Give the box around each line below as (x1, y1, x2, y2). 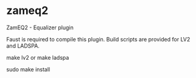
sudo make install (6, 65, 51, 73)
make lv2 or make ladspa (6, 54, 69, 61)
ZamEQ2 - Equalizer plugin (6, 24, 74, 31)
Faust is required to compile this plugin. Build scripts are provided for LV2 (6, 35, 191, 43)
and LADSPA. (6, 42, 40, 49)
